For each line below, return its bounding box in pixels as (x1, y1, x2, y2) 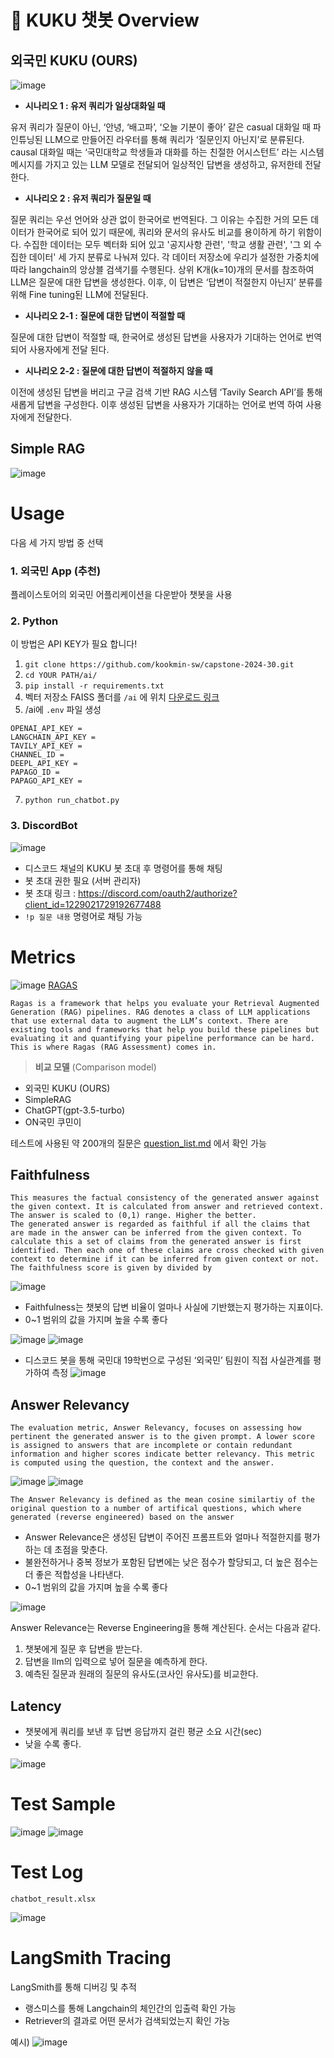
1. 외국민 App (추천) (10, 564, 102, 578)
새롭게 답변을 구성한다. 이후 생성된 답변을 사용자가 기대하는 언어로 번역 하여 (10, 399, 304, 410)
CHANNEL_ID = (10, 750, 65, 760)
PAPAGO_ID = (10, 767, 60, 778)
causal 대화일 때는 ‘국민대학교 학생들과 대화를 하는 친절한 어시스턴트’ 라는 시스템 (10, 146, 325, 158)
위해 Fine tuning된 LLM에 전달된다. (10, 289, 149, 300)
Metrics (10, 946, 77, 968)
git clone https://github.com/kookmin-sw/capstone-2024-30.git (24, 660, 295, 670)
